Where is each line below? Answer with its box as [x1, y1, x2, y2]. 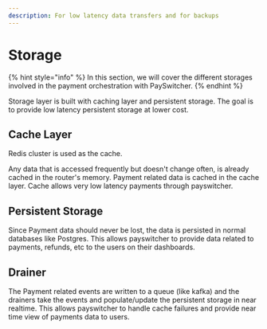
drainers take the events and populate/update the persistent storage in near [8, 296, 257, 304]
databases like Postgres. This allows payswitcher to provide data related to [8, 234, 254, 244]
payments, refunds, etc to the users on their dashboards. [8, 242, 195, 252]
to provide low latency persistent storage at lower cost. [8, 104, 189, 114]
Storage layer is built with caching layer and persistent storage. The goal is [8, 96, 253, 106]
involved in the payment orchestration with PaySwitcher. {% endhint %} [8, 80, 243, 90]
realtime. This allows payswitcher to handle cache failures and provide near [8, 304, 257, 313]
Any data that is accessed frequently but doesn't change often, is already [8, 164, 249, 174]
